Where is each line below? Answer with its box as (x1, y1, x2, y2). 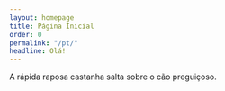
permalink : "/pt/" (9, 38, 78, 48)
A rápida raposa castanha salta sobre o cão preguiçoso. (9, 71, 218, 82)
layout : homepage (9, 13, 75, 23)
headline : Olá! (9, 47, 67, 56)
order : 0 (9, 30, 42, 39)
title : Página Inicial (9, 22, 94, 31)
